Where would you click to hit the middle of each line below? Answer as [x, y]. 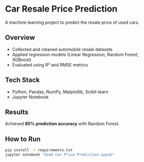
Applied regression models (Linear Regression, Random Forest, [75, 54]
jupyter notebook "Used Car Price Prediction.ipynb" [60, 155]
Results [17, 112]
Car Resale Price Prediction [61, 9]
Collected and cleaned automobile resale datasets [62, 49]
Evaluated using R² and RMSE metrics [50, 65]
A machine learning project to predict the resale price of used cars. [72, 22]
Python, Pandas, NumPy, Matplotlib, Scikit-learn [60, 92]
